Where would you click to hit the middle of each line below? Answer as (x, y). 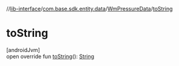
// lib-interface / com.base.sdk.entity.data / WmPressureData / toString (89, 9)
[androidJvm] (23, 50)
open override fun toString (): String (50, 56)
